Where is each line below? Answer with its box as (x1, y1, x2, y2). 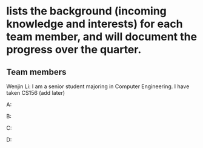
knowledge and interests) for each (6, 17, 183, 31)
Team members (6, 66, 67, 77)
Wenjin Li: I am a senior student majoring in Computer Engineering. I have (6, 83, 190, 90)
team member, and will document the (6, 30, 198, 43)
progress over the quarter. (6, 43, 142, 57)
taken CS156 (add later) (6, 89, 65, 96)
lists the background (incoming (6, 4, 167, 18)
